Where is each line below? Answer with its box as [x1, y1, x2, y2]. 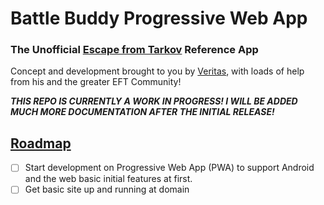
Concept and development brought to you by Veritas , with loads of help [10, 65, 305, 77]
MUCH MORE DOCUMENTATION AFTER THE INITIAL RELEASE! [10, 106, 275, 118]
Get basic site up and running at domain [24, 183, 190, 196]
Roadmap [10, 135, 72, 152]
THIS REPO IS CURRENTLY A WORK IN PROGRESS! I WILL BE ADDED [10, 95, 298, 107]
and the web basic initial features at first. [24, 173, 193, 185]
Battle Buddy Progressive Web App [10, 7, 308, 30]
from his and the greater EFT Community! [10, 76, 182, 88]
